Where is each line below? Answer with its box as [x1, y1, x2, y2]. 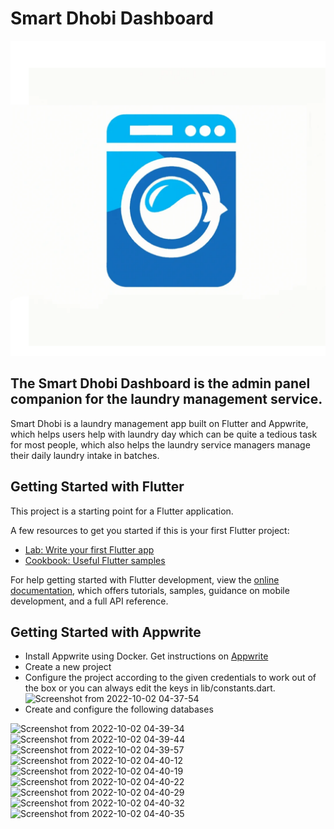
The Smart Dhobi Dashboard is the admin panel [10, 375, 311, 392]
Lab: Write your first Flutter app [24, 543, 155, 556]
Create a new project [24, 661, 112, 673]
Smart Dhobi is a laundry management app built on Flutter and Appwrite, [10, 417, 309, 429]
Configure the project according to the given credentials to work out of [24, 672, 317, 684]
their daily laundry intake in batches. [10, 449, 160, 461]
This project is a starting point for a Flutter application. [10, 505, 234, 517]
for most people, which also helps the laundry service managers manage [10, 438, 311, 451]
